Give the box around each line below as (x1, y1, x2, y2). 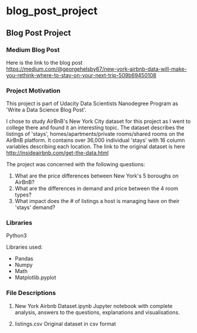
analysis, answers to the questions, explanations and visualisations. (14, 309, 180, 316)
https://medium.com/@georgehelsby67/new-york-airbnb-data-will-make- (6, 65, 187, 72)
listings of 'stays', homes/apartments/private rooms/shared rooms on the (6, 131, 185, 138)
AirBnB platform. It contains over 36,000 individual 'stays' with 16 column (6, 137, 185, 144)
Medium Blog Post (6, 46, 60, 54)
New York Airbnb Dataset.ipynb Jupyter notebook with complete (14, 302, 173, 309)
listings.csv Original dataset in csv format (14, 320, 116, 327)
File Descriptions (6, 289, 56, 297)
